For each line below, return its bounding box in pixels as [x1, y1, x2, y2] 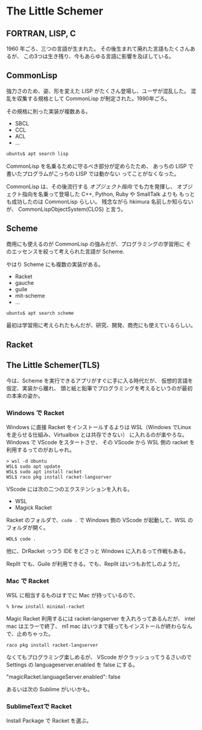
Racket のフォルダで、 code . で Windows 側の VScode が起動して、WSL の [6, 516, 194, 523]
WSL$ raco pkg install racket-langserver [6, 474, 112, 480]
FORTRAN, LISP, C [6, 28, 77, 39]
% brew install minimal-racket [6, 604, 85, 610]
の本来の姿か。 [6, 392, 43, 399]
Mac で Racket [6, 577, 49, 585]
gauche [14, 279, 34, 286]
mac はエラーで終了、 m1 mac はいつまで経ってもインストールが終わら [6, 622, 182, 630]
